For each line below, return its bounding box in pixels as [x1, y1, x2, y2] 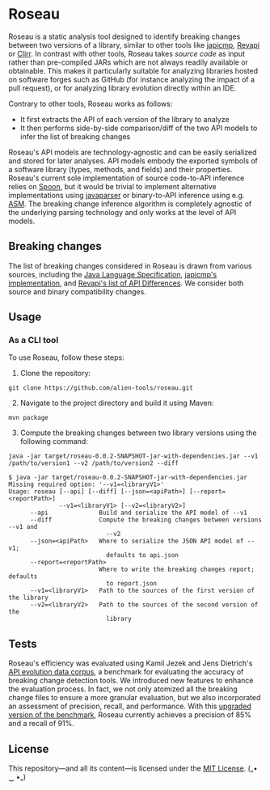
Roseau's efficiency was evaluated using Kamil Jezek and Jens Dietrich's [8, 658, 253, 668]
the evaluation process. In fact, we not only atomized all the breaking [8, 684, 238, 694]
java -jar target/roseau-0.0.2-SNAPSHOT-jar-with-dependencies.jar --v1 [8, 452, 259, 461]
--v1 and [8, 523, 38, 531]
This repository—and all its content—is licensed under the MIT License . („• [8, 763, 258, 773]
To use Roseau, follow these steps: [8, 353, 125, 362]
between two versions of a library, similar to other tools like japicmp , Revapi [8, 40, 260, 49]
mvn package [8, 414, 49, 422]
